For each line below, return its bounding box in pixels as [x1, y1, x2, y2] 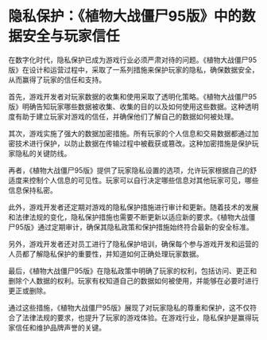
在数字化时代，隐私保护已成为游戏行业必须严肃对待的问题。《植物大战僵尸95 [8, 55, 257, 64]
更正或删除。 [8, 286, 50, 295]
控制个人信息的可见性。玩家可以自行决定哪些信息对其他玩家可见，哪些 [29, 175, 259, 185]
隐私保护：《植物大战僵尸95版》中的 [8, 7, 242, 25]
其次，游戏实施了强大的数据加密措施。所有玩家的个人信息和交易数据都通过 [8, 128, 252, 138]
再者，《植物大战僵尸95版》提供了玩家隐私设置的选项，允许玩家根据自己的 [8, 165, 250, 175]
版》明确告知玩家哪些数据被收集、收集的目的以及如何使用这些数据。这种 [8, 101, 245, 111]
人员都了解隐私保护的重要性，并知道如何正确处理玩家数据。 [8, 248, 203, 259]
